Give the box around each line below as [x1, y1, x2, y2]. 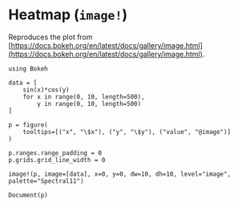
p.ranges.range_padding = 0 [8, 148, 103, 157]
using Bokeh [8, 64, 48, 73]
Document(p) [8, 191, 48, 199]
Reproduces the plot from [8, 32, 94, 42]
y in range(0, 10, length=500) [37, 99, 142, 108]
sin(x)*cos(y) [22, 86, 70, 94]
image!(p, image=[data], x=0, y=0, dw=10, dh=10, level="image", [8, 170, 231, 178]
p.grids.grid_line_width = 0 [8, 156, 106, 164]
